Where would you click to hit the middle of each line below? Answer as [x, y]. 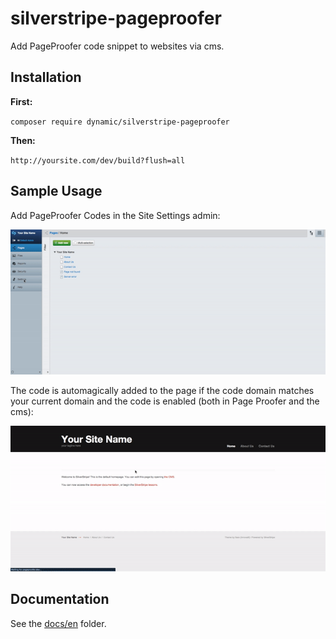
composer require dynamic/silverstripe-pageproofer [120, 122]
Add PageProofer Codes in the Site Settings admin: [115, 215]
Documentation [60, 599]
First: [21, 101]
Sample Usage [56, 191]
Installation [46, 77]
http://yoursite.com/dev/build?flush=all [98, 160]
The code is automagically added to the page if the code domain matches [162, 391]
